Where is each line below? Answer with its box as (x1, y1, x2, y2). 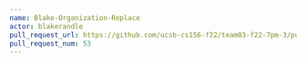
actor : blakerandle (9, 22, 84, 31)
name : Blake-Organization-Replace (9, 13, 141, 23)
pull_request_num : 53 (9, 38, 92, 48)
